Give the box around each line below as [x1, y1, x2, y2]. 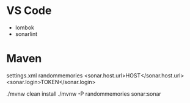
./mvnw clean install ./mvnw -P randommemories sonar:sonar [6, 90, 162, 98]
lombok [15, 24, 35, 31]
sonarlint [15, 30, 38, 37]
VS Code [6, 4, 52, 18]
